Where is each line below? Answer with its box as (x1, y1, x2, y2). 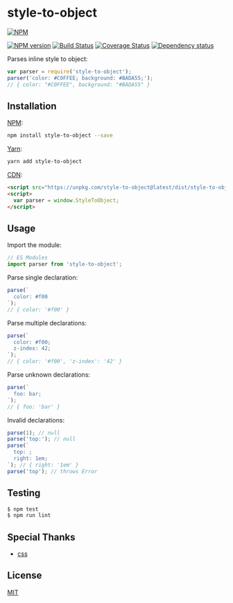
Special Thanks (7, 531, 76, 543)
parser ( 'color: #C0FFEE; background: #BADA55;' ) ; (7, 74, 154, 81)
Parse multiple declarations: (7, 319, 87, 327)
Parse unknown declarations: (7, 371, 91, 379)
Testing (7, 487, 41, 499)
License (7, 570, 42, 581)
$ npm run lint (7, 512, 51, 519)
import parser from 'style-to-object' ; (7, 261, 123, 268)
